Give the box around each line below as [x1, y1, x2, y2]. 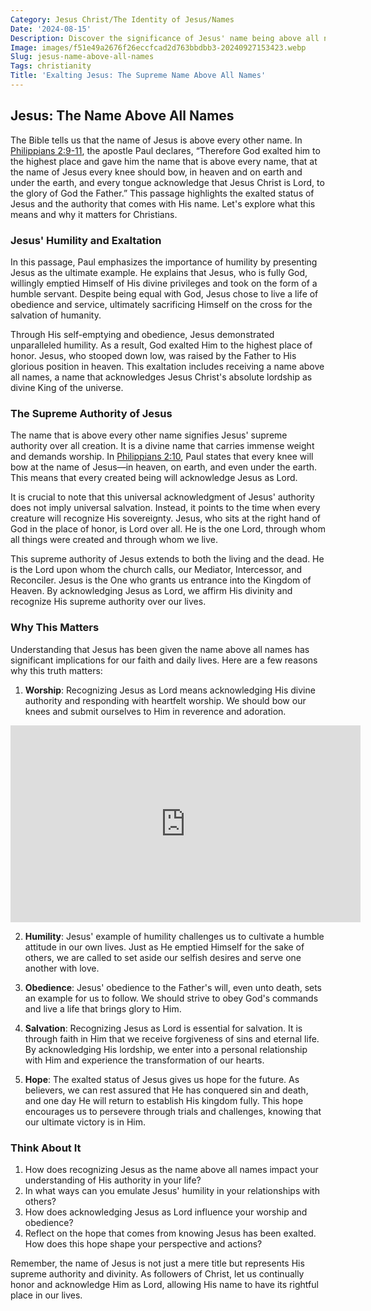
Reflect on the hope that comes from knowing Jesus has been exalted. [24, 1227, 317, 1239]
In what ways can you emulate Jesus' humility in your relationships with [24, 1184, 320, 1196]
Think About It [10, 1141, 82, 1155]
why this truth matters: [10, 664, 103, 676]
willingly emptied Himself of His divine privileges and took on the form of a [10, 277, 318, 289]
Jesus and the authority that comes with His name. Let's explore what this [10, 197, 316, 210]
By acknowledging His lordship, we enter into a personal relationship [24, 1043, 308, 1055]
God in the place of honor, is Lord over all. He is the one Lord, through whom [10, 523, 326, 535]
